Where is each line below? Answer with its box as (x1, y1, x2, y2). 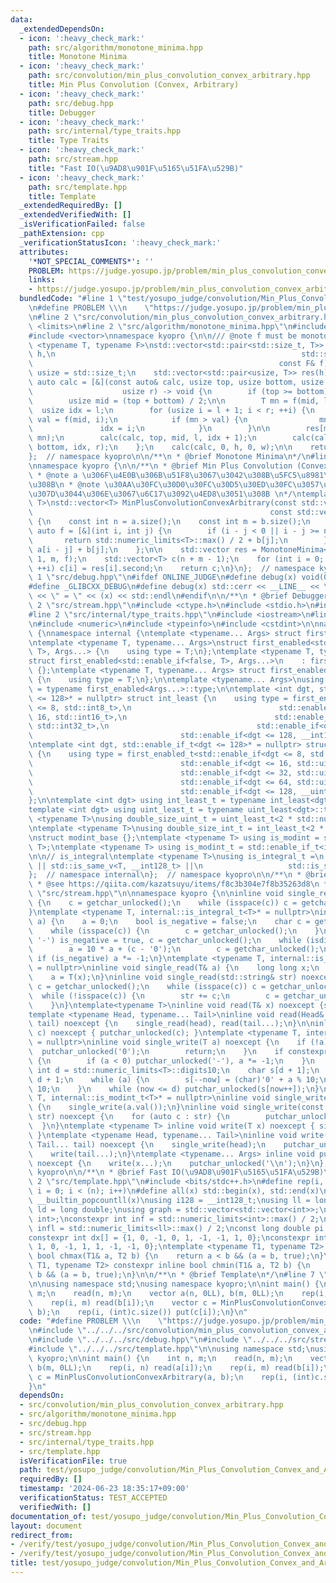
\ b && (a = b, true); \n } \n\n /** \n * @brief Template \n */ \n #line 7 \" (28, 1270, 329, 1280)
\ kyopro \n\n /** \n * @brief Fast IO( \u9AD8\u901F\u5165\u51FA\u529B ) (28, 1167, 325, 1178)
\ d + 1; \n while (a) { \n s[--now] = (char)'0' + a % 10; (28, 1074, 320, 1085)
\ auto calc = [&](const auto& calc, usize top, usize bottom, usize (28, 377, 325, 387)
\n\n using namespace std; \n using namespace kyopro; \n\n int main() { (28, 1279, 320, 1289)
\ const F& (28, 359, 315, 369)
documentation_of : (10, 1511, 87, 1521)
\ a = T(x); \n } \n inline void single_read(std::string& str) (28, 972, 298, 982)
